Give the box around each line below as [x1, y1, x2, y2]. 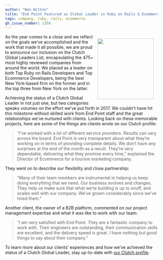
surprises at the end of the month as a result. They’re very [16, 146, 133, 152]
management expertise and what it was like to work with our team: [5, 210, 138, 216]
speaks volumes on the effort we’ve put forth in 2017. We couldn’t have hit [5, 105, 153, 111]
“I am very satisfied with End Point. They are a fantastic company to [16, 220, 153, 225]
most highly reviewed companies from [5, 60, 81, 66]
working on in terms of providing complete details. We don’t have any [16, 140, 156, 146]
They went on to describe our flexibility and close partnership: [5, 166, 130, 172]
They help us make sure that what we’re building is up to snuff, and [16, 185, 151, 191]
